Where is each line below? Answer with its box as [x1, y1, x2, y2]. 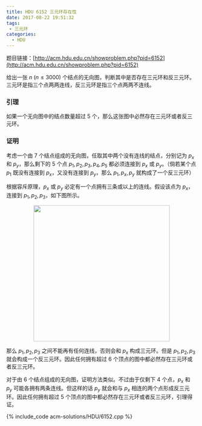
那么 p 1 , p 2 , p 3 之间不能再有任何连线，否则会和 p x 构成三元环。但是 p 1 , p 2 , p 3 [6, 347, 195, 356]
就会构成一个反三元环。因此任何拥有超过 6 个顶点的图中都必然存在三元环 [6, 355, 187, 363]
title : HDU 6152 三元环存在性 [6, 8, 77, 15]
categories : [6, 31, 36, 38]
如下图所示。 [50, 191, 83, 198]
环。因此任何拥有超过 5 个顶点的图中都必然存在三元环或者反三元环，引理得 [6, 393, 193, 400]
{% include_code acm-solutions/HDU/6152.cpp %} [6, 413, 133, 420]
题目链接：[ [6, 54, 35, 61]
